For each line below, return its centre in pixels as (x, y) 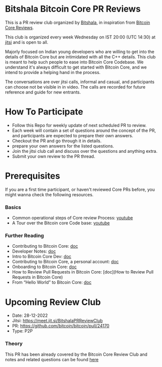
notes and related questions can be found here (52, 359)
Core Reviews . (19, 27)
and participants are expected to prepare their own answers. (73, 135)
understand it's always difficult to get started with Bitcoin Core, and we (76, 67)
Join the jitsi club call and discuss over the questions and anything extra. (85, 151)
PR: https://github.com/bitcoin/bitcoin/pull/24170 (61, 326)
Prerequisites (33, 176)
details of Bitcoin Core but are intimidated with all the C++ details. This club (81, 56)
